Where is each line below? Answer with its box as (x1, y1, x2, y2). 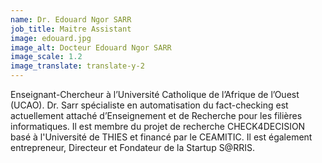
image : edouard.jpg (10, 33, 92, 43)
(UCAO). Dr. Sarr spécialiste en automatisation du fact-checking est (10, 99, 289, 111)
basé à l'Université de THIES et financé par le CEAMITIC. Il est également (10, 131, 313, 143)
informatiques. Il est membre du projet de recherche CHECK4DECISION (10, 121, 306, 132)
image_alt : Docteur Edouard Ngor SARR (10, 42, 172, 53)
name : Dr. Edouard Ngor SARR (10, 14, 132, 25)
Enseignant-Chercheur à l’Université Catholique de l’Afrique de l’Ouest (10, 89, 300, 100)
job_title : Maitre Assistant (10, 24, 132, 34)
